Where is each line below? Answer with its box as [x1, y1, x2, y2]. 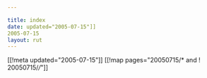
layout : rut [7, 36, 42, 43]
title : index [7, 16, 46, 23]
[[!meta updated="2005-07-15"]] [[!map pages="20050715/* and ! [7, 56, 201, 65]
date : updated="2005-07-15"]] [7, 23, 97, 30]
